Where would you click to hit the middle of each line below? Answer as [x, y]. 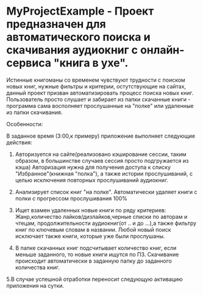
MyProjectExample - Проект [80, 11]
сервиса [29, 63]
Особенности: [25, 124]
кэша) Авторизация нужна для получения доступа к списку [93, 167]
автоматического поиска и [78, 37]
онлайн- [162, 50]
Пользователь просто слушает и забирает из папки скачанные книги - [98, 99]
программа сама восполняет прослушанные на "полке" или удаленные [100, 105]
